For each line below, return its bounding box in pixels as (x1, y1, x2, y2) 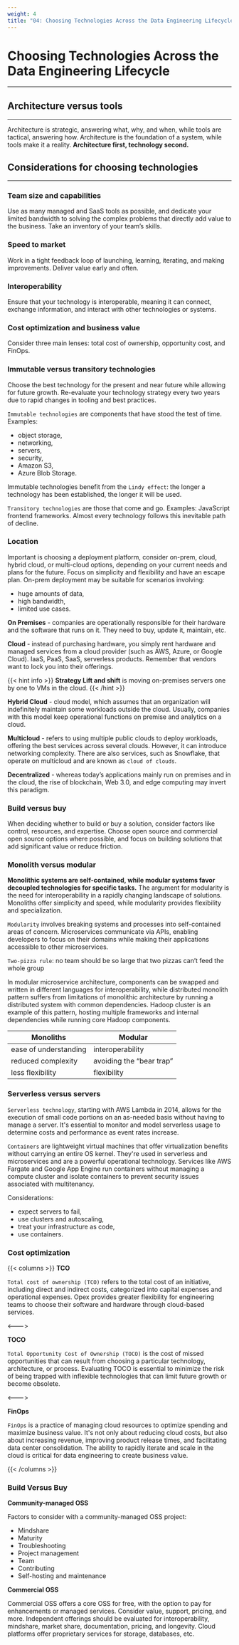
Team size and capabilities (7, 190, 102, 200)
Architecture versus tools (7, 100, 123, 112)
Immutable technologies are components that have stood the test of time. (7, 409, 222, 418)
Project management (17, 1549, 80, 1557)
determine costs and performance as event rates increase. (7, 1128, 179, 1136)
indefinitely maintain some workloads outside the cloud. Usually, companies (7, 705, 230, 713)
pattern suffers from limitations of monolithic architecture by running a (7, 993, 213, 1002)
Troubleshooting (17, 1542, 66, 1550)
